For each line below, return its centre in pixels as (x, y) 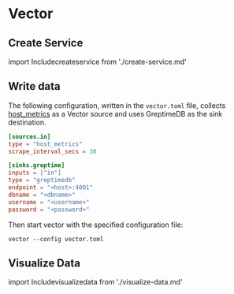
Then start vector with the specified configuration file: (96, 225)
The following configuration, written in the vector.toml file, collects (117, 105)
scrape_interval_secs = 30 (52, 151)
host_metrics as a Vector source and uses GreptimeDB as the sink (115, 114)
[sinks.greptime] (37, 166)
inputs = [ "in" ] (35, 173)
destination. (27, 122)
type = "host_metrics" (45, 144)
